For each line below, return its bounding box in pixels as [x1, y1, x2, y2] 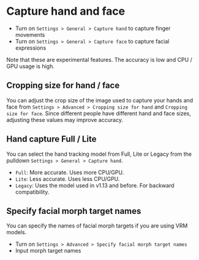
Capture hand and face [6, 4, 126, 18]
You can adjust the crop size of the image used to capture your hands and [6, 96, 193, 104]
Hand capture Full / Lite [6, 134, 97, 145]
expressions [15, 44, 47, 52]
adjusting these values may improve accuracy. [6, 116, 124, 123]
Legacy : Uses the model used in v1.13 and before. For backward [15, 182, 175, 189]
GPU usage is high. [6, 63, 55, 70]
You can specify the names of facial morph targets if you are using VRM [6, 222, 188, 229]
